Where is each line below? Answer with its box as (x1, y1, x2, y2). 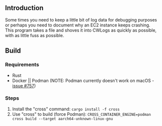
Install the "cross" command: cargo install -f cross (12, 106, 120, 112)
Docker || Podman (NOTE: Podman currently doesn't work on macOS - (12, 78, 155, 84)
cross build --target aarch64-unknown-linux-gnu (12, 116, 113, 121)
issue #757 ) (12, 83, 36, 88)
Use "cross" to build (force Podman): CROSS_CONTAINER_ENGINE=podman (12, 111, 151, 117)
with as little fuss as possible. (5, 32, 64, 38)
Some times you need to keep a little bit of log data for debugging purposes (5, 17, 157, 22)
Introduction (5, 4, 44, 12)
